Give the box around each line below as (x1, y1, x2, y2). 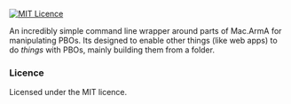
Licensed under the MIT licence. (9, 87, 128, 98)
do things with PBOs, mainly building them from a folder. (9, 44, 216, 55)
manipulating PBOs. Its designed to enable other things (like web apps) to (9, 36, 278, 45)
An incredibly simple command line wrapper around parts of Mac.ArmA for (9, 26, 282, 36)
